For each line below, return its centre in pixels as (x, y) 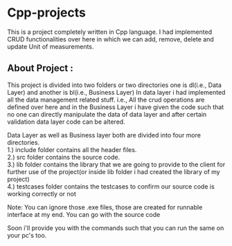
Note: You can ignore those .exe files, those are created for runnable (105, 207)
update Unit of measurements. (51, 46)
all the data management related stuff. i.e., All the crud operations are (106, 100)
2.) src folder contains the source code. (63, 157)
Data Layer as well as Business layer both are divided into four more (104, 135)
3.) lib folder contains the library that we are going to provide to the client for (116, 164)
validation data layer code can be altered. (66, 122)
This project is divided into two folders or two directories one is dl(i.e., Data (114, 85)
